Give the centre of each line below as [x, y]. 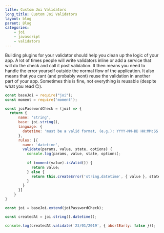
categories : [17, 28]
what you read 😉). [24, 86]
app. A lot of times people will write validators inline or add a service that [78, 60]
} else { [36, 172]
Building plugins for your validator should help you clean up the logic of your [82, 55]
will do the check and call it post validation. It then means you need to [75, 65]
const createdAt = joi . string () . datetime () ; [51, 217]
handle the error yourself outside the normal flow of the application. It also [80, 71]
